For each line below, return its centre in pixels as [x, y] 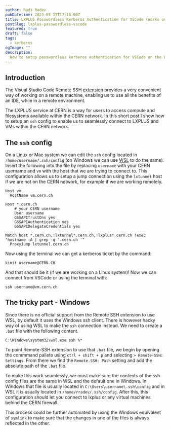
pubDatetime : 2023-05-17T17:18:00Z [43, 15]
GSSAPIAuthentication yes [42, 222]
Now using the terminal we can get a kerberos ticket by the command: [78, 254]
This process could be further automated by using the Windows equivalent [83, 412]
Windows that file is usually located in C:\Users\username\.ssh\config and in [85, 386]
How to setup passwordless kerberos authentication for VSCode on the [86, 57]
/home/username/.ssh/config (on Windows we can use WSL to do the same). [85, 160]
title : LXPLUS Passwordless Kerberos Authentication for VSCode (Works [82, 19]
